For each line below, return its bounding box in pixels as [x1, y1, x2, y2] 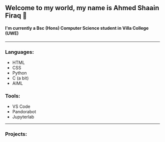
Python [12, 70, 27, 76]
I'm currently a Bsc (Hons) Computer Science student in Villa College [5, 25, 149, 31]
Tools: [5, 92, 21, 99]
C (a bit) [12, 75, 29, 81]
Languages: [5, 48, 34, 55]
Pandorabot [12, 109, 36, 115]
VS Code [12, 103, 30, 109]
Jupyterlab [12, 114, 34, 120]
